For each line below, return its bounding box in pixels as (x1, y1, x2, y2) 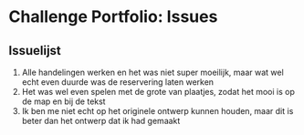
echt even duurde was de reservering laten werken (21, 77, 215, 88)
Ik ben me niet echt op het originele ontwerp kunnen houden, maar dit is (21, 106, 294, 116)
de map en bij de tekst (21, 96, 106, 107)
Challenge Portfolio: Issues (8, 6, 218, 27)
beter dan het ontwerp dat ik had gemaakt (21, 116, 181, 126)
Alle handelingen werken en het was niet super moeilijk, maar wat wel (21, 67, 284, 78)
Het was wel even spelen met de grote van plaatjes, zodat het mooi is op (21, 87, 296, 97)
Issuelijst (8, 43, 61, 58)
